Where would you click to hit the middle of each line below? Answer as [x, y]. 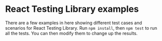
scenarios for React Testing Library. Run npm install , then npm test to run [81, 28]
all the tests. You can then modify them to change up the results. [72, 33]
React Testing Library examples [72, 9]
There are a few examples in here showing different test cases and [74, 23]
